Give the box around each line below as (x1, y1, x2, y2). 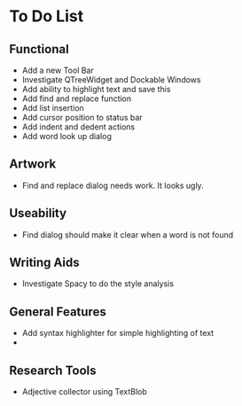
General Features (9, 304, 106, 319)
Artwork (9, 157, 57, 172)
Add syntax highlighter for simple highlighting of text (21, 328, 215, 339)
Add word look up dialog (21, 131, 113, 141)
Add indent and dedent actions (21, 121, 136, 132)
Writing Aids (9, 255, 80, 270)
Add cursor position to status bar (21, 113, 144, 122)
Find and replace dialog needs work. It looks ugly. (21, 180, 204, 191)
